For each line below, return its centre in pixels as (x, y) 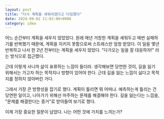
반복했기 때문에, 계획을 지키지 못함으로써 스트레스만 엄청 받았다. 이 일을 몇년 (87, 44)
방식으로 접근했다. (27, 56)
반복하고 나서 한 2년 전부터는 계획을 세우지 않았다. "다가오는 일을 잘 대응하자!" (80, 50)
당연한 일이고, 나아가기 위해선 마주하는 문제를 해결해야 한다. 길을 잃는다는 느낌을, (82, 95)
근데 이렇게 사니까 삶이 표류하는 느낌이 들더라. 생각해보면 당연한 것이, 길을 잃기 (80, 67)
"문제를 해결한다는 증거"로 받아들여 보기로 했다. (50, 101)
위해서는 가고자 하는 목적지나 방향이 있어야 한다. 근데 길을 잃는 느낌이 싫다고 (78, 73)
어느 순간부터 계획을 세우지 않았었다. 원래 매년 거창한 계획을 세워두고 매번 (75, 38)
